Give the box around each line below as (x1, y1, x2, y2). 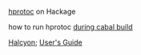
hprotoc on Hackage (8, 7, 76, 16)
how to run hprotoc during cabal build (8, 22, 133, 31)
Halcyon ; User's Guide (8, 37, 83, 47)
